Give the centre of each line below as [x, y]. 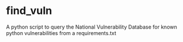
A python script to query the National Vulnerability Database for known [92, 27]
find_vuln [29, 11]
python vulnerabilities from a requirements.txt [61, 33]
